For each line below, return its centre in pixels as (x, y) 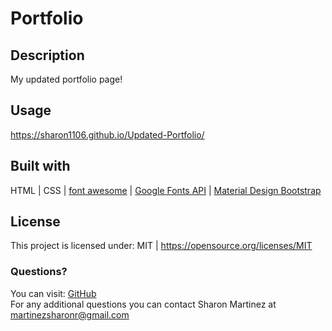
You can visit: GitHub (53, 293)
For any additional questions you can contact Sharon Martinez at (143, 304)
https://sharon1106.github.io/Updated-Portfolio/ (107, 134)
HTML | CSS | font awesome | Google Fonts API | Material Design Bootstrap (166, 190)
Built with (40, 166)
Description (47, 55)
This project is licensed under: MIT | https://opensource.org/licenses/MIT (161, 246)
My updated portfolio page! (66, 79)
